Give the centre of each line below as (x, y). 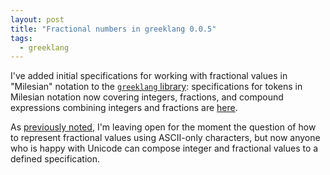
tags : (21, 38)
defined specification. (55, 159)
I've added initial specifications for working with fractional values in (149, 76)
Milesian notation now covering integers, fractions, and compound (147, 97)
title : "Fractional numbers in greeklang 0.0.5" (113, 29)
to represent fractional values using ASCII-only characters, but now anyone (165, 138)
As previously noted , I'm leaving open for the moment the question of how (163, 127)
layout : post (37, 19)
